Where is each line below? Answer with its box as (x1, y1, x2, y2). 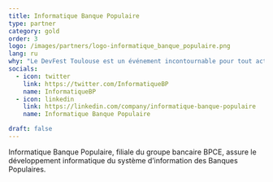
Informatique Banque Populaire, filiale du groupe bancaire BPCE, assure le (8, 147, 258, 157)
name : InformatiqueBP (23, 87, 96, 96)
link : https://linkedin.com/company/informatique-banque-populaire (23, 102, 256, 110)
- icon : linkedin (15, 95, 75, 103)
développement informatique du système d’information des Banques (8, 155, 238, 165)
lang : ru (8, 50, 38, 58)
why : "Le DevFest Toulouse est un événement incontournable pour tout (8, 58, 253, 66)
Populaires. (8, 164, 46, 174)
